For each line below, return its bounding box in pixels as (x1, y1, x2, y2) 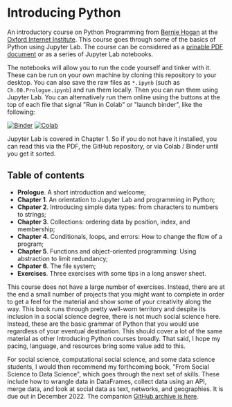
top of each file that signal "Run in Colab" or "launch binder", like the (7, 100, 203, 108)
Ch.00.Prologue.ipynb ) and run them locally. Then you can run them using (7, 85, 218, 94)
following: (7, 108, 35, 116)
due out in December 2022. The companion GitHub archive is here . (7, 392, 199, 400)
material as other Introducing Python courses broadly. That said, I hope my (7, 334, 221, 342)
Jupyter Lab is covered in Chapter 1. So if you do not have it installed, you (7, 134, 217, 143)
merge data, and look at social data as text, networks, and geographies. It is (7, 384, 224, 393)
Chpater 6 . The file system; (17, 262, 96, 270)
